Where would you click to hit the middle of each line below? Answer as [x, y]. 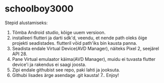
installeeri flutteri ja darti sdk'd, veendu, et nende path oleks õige [79, 38]
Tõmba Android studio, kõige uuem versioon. [59, 32]
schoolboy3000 [39, 9]
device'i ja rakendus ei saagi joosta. [49, 64]
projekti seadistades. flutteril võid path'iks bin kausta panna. [74, 43]
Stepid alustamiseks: [26, 23]
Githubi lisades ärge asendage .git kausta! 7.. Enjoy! [65, 75]
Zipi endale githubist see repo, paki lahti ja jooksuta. [66, 70]
